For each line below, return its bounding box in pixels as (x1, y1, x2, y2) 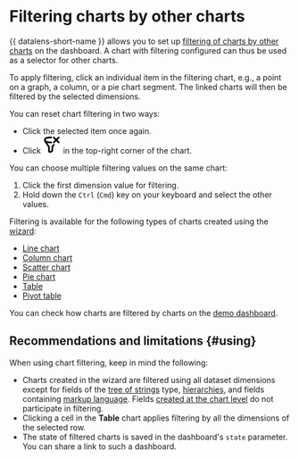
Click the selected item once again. (21, 125, 152, 136)
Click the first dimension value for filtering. (21, 179, 179, 190)
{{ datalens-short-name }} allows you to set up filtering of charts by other (9, 36, 279, 46)
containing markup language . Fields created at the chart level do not (21, 393, 274, 404)
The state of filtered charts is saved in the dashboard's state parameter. (21, 431, 288, 442)
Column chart (21, 252, 73, 263)
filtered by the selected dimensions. (9, 91, 141, 102)
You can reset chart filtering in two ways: (9, 108, 161, 119)
